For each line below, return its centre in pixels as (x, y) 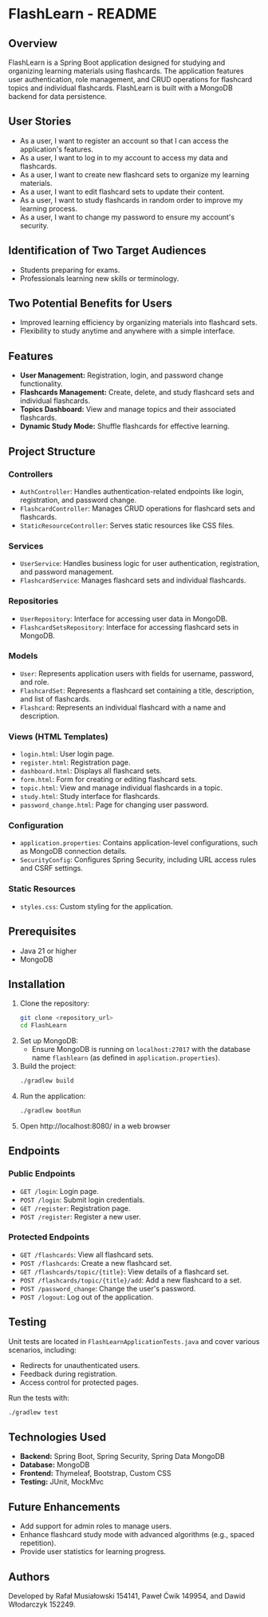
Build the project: (48, 1066)
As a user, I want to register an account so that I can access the (124, 140)
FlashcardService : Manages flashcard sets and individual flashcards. (133, 580)
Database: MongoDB (55, 1465)
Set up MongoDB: (49, 1041)
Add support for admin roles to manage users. (95, 1526)
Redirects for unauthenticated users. (80, 1365)
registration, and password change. (78, 500)
